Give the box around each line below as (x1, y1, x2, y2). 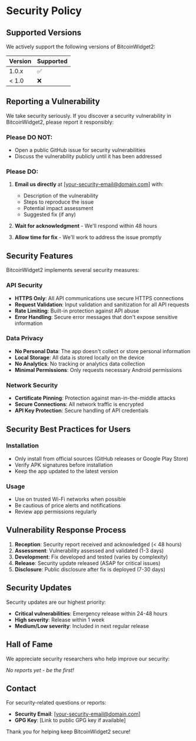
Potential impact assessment (23, 205, 94, 212)
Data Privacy (6, 334, 44, 343)
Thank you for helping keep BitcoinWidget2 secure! (6, 728, 131, 735)
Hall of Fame (6, 640, 53, 650)
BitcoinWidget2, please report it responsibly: (6, 118, 114, 125)
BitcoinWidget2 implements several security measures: (6, 267, 139, 274)
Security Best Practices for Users (6, 424, 131, 434)
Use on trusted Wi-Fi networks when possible (14, 496, 126, 503)
